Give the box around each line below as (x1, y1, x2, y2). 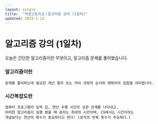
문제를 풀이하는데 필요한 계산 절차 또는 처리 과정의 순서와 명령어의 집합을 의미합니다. (5, 81, 154, 85)
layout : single (5, 7, 36, 12)
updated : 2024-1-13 (5, 16, 45, 21)
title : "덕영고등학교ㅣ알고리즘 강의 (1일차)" (5, 12, 88, 16)
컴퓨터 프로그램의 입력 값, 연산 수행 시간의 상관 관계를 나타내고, (5, 105, 119, 110)
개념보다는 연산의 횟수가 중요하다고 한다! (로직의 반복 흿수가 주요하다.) (5, 115, 131, 120)
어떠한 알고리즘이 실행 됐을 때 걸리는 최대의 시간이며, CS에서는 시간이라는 (5, 110, 134, 115)
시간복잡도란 (5, 93, 33, 99)
